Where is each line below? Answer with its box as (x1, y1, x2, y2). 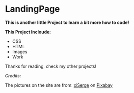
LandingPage (5, 3, 60, 15)
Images (12, 49, 27, 55)
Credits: (5, 73, 21, 78)
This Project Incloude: (5, 29, 51, 35)
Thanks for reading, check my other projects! (5, 63, 97, 69)
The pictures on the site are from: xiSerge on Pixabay (5, 82, 113, 88)
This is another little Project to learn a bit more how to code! (5, 19, 129, 25)
